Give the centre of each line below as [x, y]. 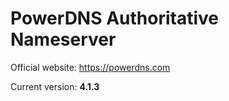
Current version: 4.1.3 [55, 86]
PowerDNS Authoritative [114, 18]
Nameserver [63, 39]
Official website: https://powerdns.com [90, 67]
